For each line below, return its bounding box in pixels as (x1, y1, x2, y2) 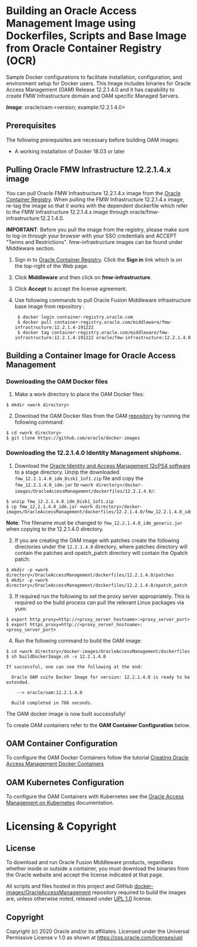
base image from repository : (14, 303, 85, 310)
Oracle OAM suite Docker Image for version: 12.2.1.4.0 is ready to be (11, 674, 191, 680)
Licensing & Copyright (6, 820, 117, 833)
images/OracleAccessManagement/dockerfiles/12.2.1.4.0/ (14, 488, 154, 494)
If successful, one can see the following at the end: (6, 664, 143, 670)
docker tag (22, 329, 49, 336)
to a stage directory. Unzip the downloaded (14, 469, 120, 476)
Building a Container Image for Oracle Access (6, 350, 176, 360)
